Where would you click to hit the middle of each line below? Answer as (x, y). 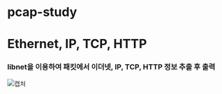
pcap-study (42, 12)
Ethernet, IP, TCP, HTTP (77, 44)
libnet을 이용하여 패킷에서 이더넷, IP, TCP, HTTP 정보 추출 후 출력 (111, 67)
